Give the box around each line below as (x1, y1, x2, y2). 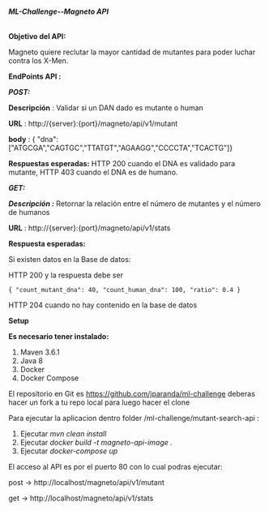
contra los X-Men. (8, 56, 69, 66)
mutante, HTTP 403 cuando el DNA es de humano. (8, 167, 178, 178)
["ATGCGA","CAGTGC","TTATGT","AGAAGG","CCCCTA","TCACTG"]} (8, 143, 233, 153)
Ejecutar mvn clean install (19, 429, 107, 439)
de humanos (8, 208, 50, 217)
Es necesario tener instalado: (8, 332, 109, 341)
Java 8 (19, 356, 43, 366)
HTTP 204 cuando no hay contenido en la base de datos (8, 300, 198, 310)
